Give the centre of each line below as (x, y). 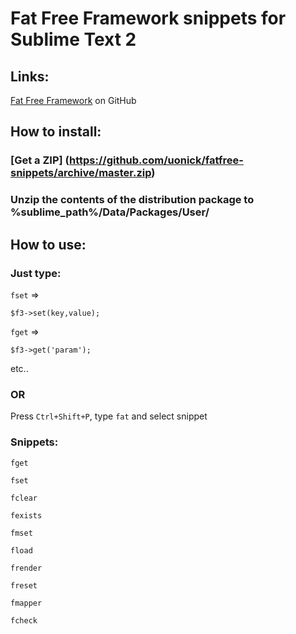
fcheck (24, 620)
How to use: (48, 244)
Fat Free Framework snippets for (148, 18)
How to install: (56, 132)
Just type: (36, 273)
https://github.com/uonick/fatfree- (156, 160)
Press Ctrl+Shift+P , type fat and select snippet (109, 416)
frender (26, 568)
